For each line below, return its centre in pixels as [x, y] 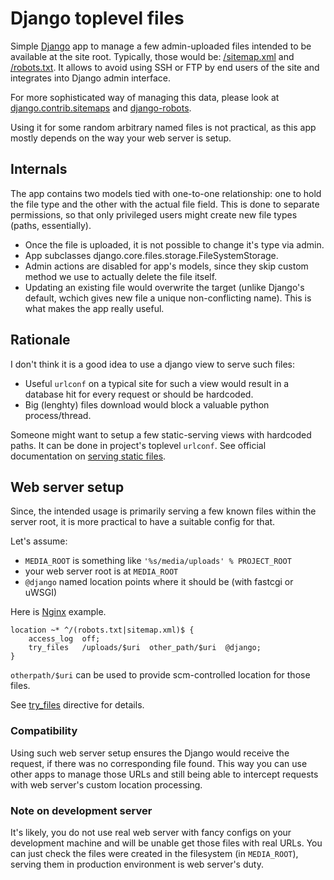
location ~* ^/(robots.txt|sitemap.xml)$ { [102, 630]
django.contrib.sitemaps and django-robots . [101, 108]
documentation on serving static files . [88, 456]
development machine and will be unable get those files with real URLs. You [166, 843]
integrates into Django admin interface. [90, 78]
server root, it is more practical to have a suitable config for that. [143, 522]
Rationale [40, 340]
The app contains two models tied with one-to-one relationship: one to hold [166, 193]
